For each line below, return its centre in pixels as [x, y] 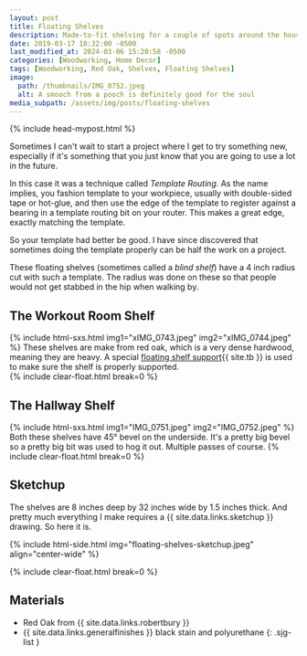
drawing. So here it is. [50, 526]
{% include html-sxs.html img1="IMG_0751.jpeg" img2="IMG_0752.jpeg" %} [152, 427]
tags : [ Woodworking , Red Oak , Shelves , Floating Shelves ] [122, 69]
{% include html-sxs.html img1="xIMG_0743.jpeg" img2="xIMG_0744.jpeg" [151, 338]
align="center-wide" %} [54, 554]
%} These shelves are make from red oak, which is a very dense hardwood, [152, 347]
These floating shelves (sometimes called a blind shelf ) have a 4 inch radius [152, 268]
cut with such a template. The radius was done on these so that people [143, 277]
